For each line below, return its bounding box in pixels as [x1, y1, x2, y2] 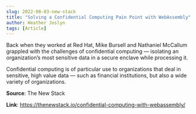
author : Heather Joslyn [6, 20, 66, 26]
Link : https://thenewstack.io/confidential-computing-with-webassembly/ [6, 102, 186, 109]
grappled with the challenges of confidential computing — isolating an [6, 48, 179, 55]
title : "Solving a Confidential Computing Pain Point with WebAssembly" [6, 14, 191, 20]
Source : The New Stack [6, 90, 65, 97]
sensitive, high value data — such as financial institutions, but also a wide [6, 72, 187, 79]
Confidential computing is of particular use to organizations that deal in [6, 66, 181, 73]
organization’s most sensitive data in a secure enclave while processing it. [6, 54, 188, 61]
